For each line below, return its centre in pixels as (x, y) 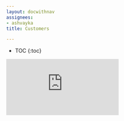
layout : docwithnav (31, 12)
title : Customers (28, 28)
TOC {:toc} (28, 51)
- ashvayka (20, 23)
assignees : (20, 17)
